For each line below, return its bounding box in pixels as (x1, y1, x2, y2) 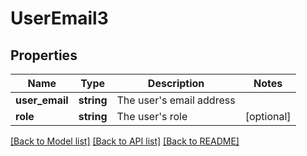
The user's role (116, 110, 188, 123)
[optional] (244, 110, 292, 123)
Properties (10, 47, 78, 64)
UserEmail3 (10, 7, 109, 30)
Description (147, 77, 205, 90)
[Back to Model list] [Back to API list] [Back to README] (10, 135, 240, 147)
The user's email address (116, 93, 236, 107)
